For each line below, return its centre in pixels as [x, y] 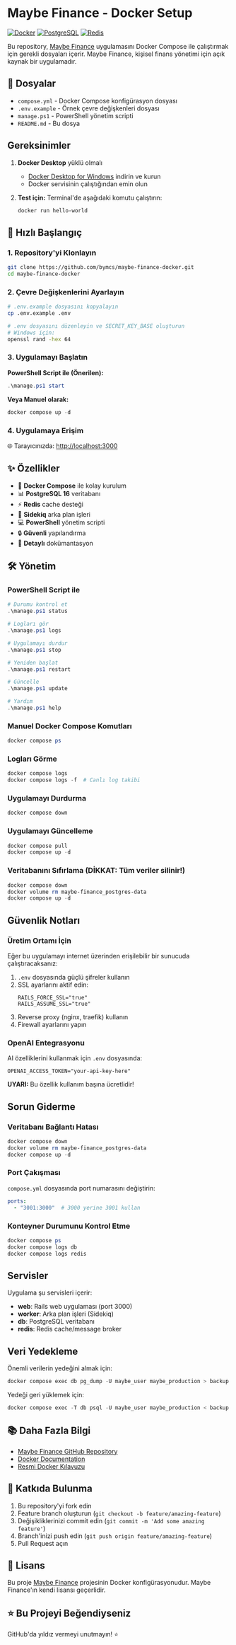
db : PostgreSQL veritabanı [56, 1322]
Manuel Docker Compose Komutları [70, 726]
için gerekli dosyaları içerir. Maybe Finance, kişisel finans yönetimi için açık [116, 54]
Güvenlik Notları [44, 921]
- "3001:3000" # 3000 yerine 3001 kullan [77, 1208]
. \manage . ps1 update [38, 689]
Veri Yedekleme [43, 1351]
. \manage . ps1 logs [34, 631]
